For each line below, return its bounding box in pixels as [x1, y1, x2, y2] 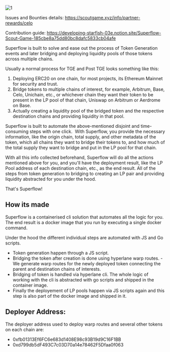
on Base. [12, 102, 31, 109]
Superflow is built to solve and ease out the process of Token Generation [5, 45, 158, 51]
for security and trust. [12, 81, 58, 87]
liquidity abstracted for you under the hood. [5, 176, 96, 182]
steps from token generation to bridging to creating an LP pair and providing [5, 170, 164, 177]
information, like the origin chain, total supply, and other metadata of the [5, 134, 156, 139]
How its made [5, 200, 50, 209]
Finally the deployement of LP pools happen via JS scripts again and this [12, 287, 165, 294]
